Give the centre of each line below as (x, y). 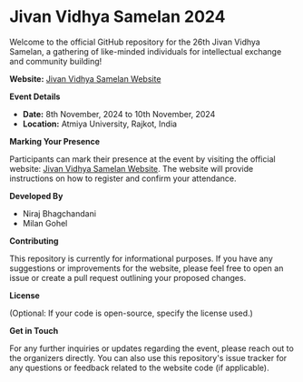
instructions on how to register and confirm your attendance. (123, 178)
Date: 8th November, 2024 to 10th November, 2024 (119, 114)
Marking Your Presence (55, 141)
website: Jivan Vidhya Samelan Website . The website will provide (132, 168)
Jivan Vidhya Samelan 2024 (117, 17)
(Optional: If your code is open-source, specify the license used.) (132, 313)
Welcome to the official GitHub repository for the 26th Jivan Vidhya (135, 42)
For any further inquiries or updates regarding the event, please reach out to (152, 348)
